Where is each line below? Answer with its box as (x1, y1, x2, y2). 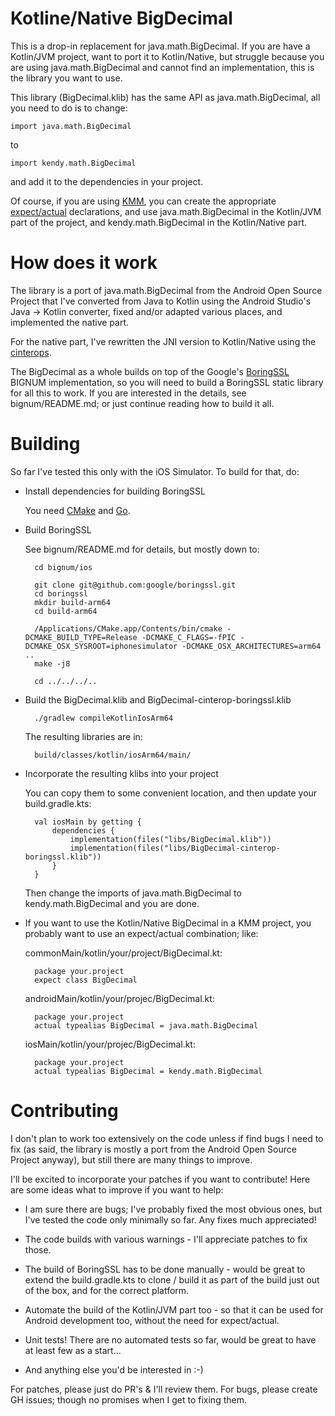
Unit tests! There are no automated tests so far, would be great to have (24, 1333, 317, 1346)
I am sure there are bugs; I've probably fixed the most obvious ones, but (24, 1203, 323, 1215)
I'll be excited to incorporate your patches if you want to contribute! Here (10, 1173, 311, 1185)
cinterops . (10, 346, 52, 358)
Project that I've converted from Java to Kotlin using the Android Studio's (10, 295, 312, 307)
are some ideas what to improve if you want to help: (10, 1183, 224, 1196)
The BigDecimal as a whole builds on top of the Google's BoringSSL (10, 365, 290, 377)
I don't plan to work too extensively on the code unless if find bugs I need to (10, 1132, 324, 1144)
